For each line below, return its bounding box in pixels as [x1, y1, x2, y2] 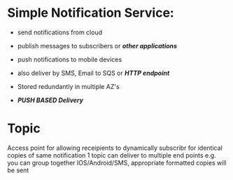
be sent [7, 166, 29, 174]
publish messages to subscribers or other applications [17, 41, 177, 50]
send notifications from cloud [17, 28, 103, 36]
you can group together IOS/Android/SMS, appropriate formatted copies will [7, 158, 227, 167]
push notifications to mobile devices [17, 55, 122, 64]
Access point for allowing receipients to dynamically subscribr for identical [7, 144, 223, 152]
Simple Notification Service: [7, 5, 175, 21]
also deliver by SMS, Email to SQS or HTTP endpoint [17, 69, 170, 77]
